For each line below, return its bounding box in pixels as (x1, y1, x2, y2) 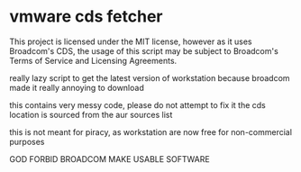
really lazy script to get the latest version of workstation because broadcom (9, 72, 290, 83)
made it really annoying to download (9, 82, 144, 93)
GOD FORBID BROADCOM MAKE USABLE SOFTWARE (9, 153, 210, 164)
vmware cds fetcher (9, 6, 163, 27)
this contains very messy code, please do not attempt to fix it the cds (9, 99, 266, 110)
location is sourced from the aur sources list (9, 109, 173, 120)
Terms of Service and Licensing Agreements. (9, 55, 178, 66)
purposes (9, 136, 45, 147)
